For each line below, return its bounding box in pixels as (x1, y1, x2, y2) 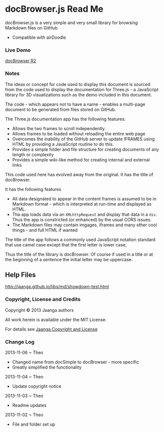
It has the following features (5, 186, 62, 192)
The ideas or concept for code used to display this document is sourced (5, 81, 151, 87)
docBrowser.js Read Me (5, 3, 104, 15)
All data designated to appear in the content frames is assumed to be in (12, 195, 157, 202)
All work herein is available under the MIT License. (5, 317, 107, 323)
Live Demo (5, 47, 31, 54)
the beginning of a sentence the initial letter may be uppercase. (5, 256, 133, 262)
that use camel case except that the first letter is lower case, (5, 242, 127, 247)
